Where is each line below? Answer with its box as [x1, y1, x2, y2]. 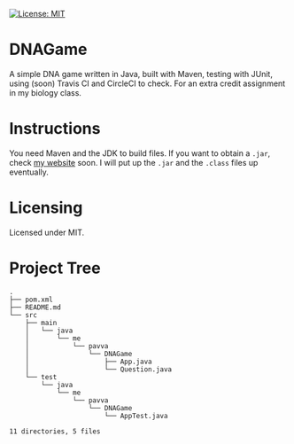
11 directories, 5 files [9, 426, 101, 436]
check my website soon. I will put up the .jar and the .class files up [9, 157, 259, 167]
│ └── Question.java [25, 364, 173, 374]
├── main [25, 318, 58, 327]
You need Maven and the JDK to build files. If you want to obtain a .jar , [9, 147, 271, 159]
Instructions [9, 119, 101, 139]
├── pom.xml [9, 295, 53, 304]
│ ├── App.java [25, 357, 152, 366]
